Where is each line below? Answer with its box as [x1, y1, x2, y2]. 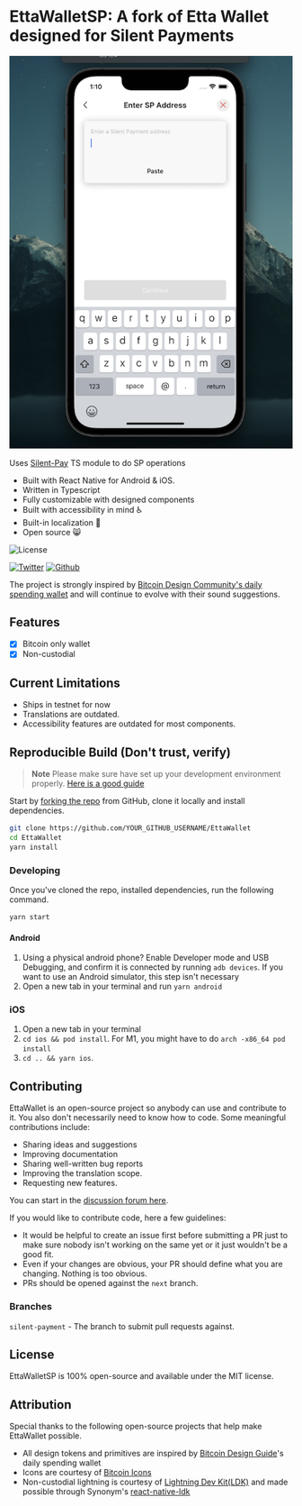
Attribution [9, 1397, 72, 1412]
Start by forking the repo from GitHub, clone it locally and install [9, 796, 245, 807]
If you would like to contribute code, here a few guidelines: [9, 1212, 226, 1223]
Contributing [9, 1079, 83, 1094]
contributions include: [9, 1122, 90, 1133]
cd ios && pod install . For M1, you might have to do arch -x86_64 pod [22, 1034, 286, 1045]
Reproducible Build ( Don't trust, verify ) [9, 744, 231, 760]
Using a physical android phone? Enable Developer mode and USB [22, 953, 270, 963]
